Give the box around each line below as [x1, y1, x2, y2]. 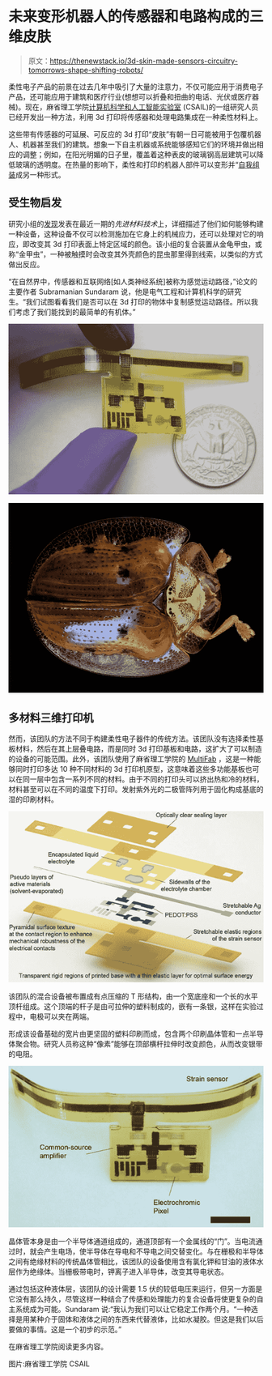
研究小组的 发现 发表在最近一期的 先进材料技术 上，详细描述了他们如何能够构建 [8, 219, 264, 228]
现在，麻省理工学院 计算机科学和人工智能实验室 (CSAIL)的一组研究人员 [25, 102, 259, 112]
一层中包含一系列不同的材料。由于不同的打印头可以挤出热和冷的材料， [29, 774, 264, 784]
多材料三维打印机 [8, 710, 94, 725]
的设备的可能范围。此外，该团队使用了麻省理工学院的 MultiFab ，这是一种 [8, 754, 254, 764]
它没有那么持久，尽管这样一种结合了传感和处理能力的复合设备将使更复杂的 [8, 1294, 257, 1304]
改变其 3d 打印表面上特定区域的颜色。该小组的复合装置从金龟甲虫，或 [29, 239, 263, 249]
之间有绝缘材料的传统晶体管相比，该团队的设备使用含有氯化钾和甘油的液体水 [8, 1257, 264, 1267]
